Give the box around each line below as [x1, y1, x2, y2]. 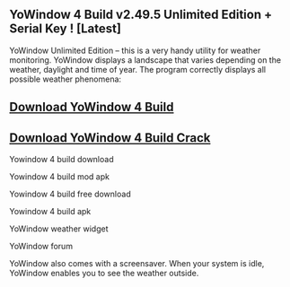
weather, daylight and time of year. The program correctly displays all [9, 64, 267, 74]
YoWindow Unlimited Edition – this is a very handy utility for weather [9, 45, 261, 56]
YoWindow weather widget [9, 223, 110, 234]
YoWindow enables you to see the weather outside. [9, 268, 199, 279]
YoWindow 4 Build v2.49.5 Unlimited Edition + [9, 7, 272, 22]
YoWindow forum [9, 241, 74, 252]
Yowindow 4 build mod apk [9, 171, 110, 182]
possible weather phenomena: [9, 74, 122, 84]
